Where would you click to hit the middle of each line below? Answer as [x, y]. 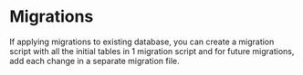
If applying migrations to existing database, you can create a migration [142, 42]
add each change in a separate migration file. [94, 61]
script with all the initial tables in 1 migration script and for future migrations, [152, 51]
